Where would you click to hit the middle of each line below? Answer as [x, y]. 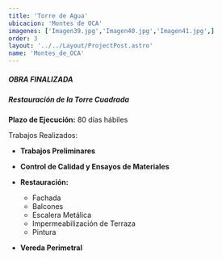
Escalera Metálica [62, 215]
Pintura [44, 232]
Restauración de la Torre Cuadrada [69, 99]
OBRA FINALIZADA [41, 79]
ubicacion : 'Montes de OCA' [56, 23]
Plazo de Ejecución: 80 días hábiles [68, 120]
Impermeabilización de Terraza [84, 223]
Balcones [48, 207]
